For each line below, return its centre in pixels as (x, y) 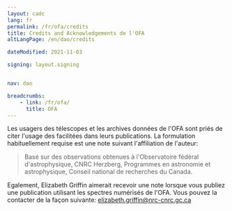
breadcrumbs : (26, 96)
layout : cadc (26, 14)
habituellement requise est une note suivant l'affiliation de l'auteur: (103, 143)
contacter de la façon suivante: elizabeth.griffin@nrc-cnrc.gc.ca (99, 200)
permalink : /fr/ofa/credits (48, 26)
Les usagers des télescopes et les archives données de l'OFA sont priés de (115, 129)
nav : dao (20, 84)
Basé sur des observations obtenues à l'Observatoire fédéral (111, 157)
